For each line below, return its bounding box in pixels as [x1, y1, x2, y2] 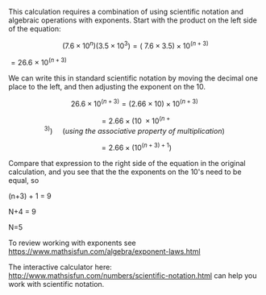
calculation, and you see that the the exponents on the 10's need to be [8, 167, 242, 177]
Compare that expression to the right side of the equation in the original [8, 158, 246, 168]
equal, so [8, 175, 39, 185]
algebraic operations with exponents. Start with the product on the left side [8, 15, 258, 25]
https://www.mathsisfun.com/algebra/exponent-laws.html [8, 246, 201, 256]
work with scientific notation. [8, 279, 105, 289]
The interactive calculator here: [8, 262, 113, 272]
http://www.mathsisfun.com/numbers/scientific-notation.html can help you [8, 270, 257, 280]
